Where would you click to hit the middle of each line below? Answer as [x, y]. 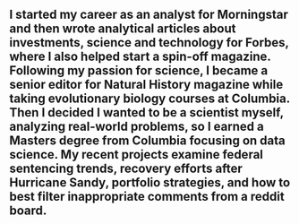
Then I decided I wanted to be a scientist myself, [146, 112]
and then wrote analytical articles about [123, 29]
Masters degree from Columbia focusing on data [148, 141]
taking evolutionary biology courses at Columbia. [149, 99]
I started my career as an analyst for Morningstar [149, 15]
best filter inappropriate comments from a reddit [147, 197]
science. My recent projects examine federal [137, 155]
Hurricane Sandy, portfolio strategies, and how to [150, 183]
